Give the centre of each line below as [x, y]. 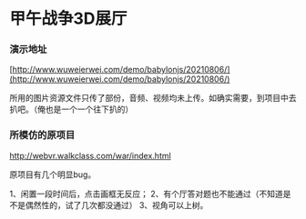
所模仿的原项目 [42, 135]
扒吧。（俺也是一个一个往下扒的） [71, 109]
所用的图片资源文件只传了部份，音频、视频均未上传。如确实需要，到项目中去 [153, 98]
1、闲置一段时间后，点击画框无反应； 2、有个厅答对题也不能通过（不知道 [147, 194]
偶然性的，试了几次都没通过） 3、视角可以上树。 [117, 204]
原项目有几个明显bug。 [53, 174]
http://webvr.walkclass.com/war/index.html [90, 155]
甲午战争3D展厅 [68, 19]
